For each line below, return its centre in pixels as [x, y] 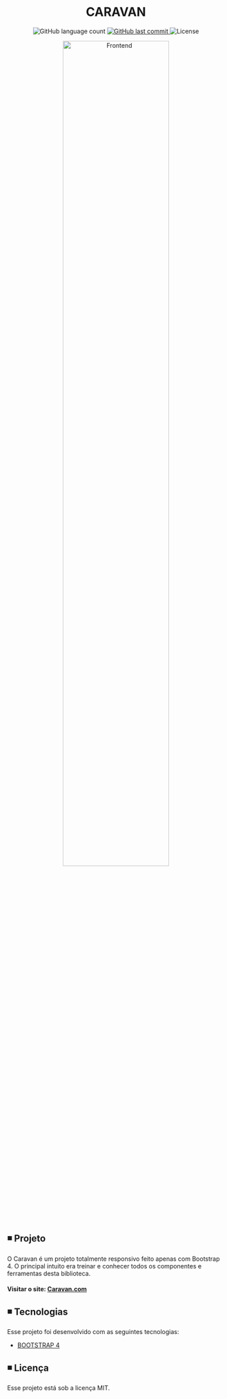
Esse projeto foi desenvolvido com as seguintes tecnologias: [93, 1332]
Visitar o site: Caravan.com [47, 1289]
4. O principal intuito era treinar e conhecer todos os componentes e [105, 1266]
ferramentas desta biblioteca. [49, 1273]
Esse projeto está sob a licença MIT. [59, 1388]
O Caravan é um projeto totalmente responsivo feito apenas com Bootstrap [113, 1259]
